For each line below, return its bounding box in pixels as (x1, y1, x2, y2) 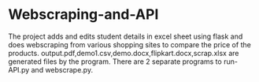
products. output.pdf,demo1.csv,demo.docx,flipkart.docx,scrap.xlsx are (8, 48, 239, 58)
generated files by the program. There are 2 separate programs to (8, 57, 222, 66)
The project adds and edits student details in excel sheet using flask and (8, 32, 243, 41)
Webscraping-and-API (8, 6, 159, 24)
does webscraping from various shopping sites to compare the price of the (8, 39, 252, 49)
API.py (8, 65, 30, 74)
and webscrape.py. (31, 65, 93, 74)
